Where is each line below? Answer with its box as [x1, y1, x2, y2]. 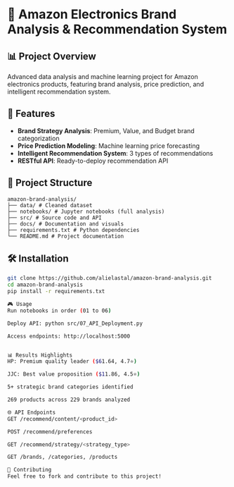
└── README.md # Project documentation [7, 233, 124, 240]
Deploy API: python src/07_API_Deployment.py [7, 320, 143, 327]
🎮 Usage [7, 301, 32, 308]
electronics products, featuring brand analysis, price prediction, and [7, 80, 204, 88]
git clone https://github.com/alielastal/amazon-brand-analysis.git [7, 275, 212, 282]
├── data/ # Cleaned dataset [7, 202, 93, 209]
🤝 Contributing [7, 467, 52, 474]
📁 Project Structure [7, 177, 93, 189]
